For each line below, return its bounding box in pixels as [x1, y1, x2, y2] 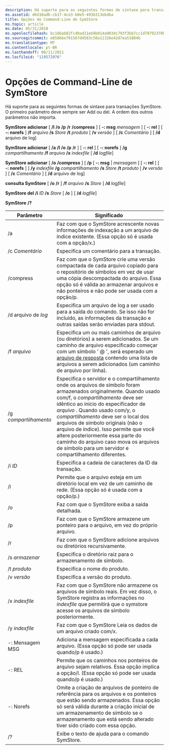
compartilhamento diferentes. [56, 451, 127, 458]
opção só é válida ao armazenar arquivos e [56, 281, 158, 288]
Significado [95, 212, 123, 219]
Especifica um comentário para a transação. [56, 248, 161, 255]
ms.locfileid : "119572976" [5, 54, 62, 60]
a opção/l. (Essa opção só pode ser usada [56, 670, 156, 677]
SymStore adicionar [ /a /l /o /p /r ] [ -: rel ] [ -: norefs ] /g [5, 145, 127, 151]
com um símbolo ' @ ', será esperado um [56, 348, 153, 355]
